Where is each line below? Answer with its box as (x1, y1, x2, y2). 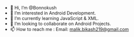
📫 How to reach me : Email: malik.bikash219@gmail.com (10, 26, 129, 32)
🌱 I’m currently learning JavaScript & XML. (10, 15, 99, 21)
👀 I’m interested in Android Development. (10, 10, 96, 16)
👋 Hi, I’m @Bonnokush (10, 5, 57, 10)
